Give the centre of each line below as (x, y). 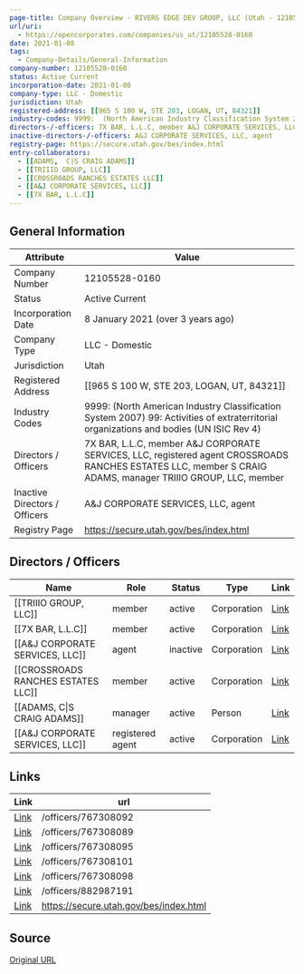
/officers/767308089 (87, 833)
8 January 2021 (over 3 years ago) (160, 318)
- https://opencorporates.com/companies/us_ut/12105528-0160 (135, 34)
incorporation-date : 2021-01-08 (70, 85)
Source (30, 938)
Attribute (45, 257)
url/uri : (26, 26)
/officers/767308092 (87, 817)
